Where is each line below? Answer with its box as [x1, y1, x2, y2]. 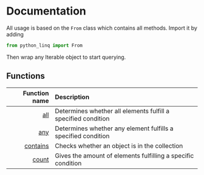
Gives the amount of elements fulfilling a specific [54, 151, 194, 160]
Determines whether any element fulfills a [54, 124, 174, 133]
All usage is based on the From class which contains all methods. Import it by [6, 24, 197, 31]
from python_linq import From [6, 42, 83, 48]
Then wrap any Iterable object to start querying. [6, 53, 126, 61]
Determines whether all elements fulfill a [54, 107, 170, 115]
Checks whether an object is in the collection [54, 141, 183, 150]
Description [54, 93, 90, 101]
